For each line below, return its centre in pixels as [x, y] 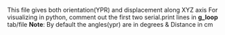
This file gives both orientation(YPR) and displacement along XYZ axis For [112, 10]
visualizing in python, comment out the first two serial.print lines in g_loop [112, 17]
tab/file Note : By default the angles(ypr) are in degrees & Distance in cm [110, 24]
